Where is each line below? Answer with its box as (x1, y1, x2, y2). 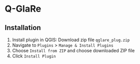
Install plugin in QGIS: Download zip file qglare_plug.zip (12, 37, 130, 43)
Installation (5, 23, 41, 32)
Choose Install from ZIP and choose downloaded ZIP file (12, 48, 135, 53)
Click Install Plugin (12, 53, 56, 59)
